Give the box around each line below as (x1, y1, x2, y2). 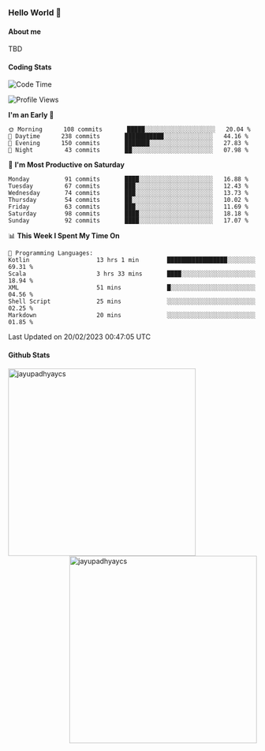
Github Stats (8, 350, 50, 360)
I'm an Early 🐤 (8, 110, 54, 120)
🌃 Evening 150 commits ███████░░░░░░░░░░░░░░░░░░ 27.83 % (8, 140, 248, 148)
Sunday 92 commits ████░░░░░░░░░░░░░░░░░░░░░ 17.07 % (8, 217, 248, 225)
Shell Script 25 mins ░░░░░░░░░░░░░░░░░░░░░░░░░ (8, 297, 256, 306)
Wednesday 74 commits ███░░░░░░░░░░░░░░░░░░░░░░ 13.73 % (8, 189, 248, 197)
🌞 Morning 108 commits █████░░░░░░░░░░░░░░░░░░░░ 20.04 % (8, 125, 251, 133)
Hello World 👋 (8, 7, 62, 18)
